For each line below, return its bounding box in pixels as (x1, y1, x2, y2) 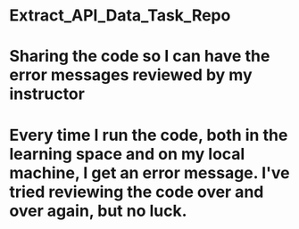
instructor (9, 84, 85, 104)
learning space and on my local (9, 143, 245, 164)
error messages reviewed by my (9, 65, 253, 86)
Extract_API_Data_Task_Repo (9, 5, 231, 26)
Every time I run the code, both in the (9, 125, 288, 145)
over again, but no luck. (9, 200, 187, 221)
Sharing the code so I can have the (9, 46, 270, 67)
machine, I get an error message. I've (9, 162, 290, 183)
